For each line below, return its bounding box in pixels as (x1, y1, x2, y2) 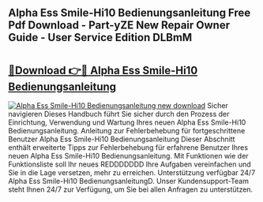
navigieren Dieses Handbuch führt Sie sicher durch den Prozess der (8, 110, 230, 118)
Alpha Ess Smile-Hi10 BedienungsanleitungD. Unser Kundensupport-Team (8, 177, 249, 185)
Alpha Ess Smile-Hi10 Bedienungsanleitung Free (8, 6, 251, 20)
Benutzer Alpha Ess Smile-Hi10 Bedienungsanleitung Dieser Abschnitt (8, 134, 235, 144)
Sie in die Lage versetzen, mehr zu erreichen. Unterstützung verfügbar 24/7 (8, 168, 256, 177)
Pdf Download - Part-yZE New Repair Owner (8, 19, 231, 32)
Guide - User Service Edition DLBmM (8, 31, 193, 44)
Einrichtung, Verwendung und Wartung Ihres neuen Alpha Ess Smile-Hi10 (8, 118, 246, 127)
